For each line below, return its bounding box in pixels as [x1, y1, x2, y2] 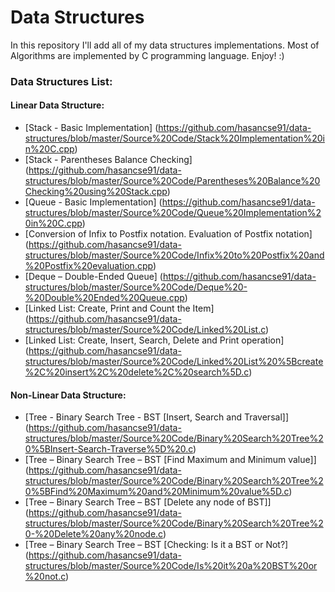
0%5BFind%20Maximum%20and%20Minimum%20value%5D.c [24, 486, 290, 498]
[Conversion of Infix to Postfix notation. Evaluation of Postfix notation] [24, 228, 313, 240]
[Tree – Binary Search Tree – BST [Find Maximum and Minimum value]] [24, 454, 317, 466]
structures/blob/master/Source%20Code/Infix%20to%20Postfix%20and [24, 249, 325, 261]
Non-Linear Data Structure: [10, 389, 127, 401]
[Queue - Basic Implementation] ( [24, 196, 163, 208]
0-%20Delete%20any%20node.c [24, 528, 163, 540]
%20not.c [24, 571, 67, 583]
